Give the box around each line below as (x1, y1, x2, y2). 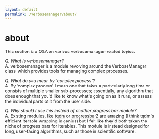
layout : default (5, 7, 38, 12)
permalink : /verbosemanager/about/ (5, 12, 77, 17)
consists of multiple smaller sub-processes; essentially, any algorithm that (5, 88, 153, 94)
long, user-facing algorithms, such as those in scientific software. (5, 128, 136, 134)
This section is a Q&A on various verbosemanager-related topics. (5, 49, 135, 54)
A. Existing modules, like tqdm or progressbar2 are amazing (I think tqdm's (5, 113, 154, 119)
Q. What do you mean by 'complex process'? (5, 78, 95, 84)
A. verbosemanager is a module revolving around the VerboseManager (5, 63, 147, 69)
